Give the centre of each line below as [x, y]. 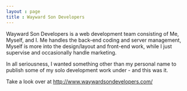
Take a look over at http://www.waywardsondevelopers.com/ [79, 81]
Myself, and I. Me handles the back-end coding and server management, [93, 40]
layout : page [23, 11]
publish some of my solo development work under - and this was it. [87, 70]
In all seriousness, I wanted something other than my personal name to [91, 64]
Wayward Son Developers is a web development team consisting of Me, [93, 33]
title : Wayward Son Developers [45, 17]
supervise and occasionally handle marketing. [61, 52]
